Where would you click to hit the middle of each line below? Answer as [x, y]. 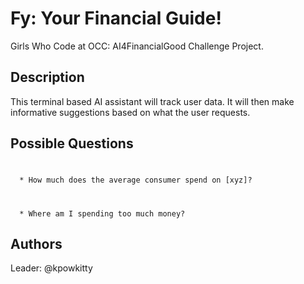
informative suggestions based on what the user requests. [130, 112]
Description [47, 77]
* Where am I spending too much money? [102, 213]
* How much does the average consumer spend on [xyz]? [136, 180]
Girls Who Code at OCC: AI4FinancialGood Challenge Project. [137, 46]
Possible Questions [72, 143]
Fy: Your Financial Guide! [116, 18]
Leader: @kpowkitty [51, 268]
